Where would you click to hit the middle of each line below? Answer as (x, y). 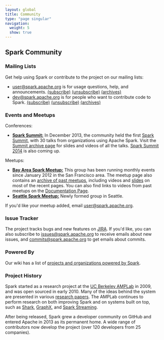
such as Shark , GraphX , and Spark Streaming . (52, 307)
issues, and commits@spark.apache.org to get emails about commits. (76, 239)
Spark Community (34, 52)
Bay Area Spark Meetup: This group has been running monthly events (83, 170)
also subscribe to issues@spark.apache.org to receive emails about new (79, 234)
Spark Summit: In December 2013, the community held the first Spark (83, 135)
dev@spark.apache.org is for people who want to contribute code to (82, 97)
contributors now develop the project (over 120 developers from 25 (73, 327)
